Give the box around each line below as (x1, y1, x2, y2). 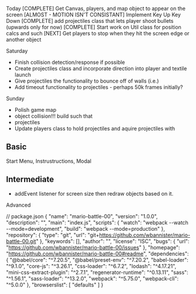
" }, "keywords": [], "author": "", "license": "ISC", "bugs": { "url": (36, 237, 190, 245)
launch (14, 71, 31, 78)
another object (6, 36, 42, 43)
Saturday (6, 47, 28, 54)
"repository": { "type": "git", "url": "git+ (6, 231, 99, 238)
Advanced (6, 201, 31, 208)
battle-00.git (6, 237, 36, 245)
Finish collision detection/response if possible (14, 59, 125, 66)
